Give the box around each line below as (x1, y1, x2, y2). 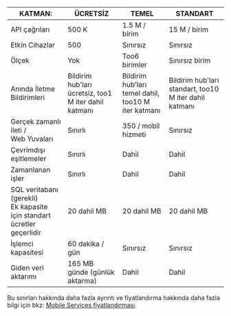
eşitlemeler (10, 154, 47, 163)
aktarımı (10, 272, 37, 281)
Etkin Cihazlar (10, 41, 55, 50)
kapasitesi (10, 248, 43, 257)
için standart (10, 211, 52, 220)
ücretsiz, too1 (67, 89, 112, 98)
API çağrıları (10, 25, 50, 34)
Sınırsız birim (168, 56, 211, 65)
